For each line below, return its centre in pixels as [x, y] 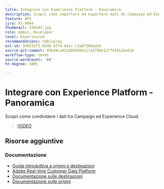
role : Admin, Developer [29, 32]
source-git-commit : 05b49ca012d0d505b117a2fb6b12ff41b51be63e [70, 50]
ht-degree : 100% [21, 64]
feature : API [18, 19]
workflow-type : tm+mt [27, 55]
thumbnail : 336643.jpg [28, 28]
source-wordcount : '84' [29, 60]
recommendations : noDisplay [34, 42]
